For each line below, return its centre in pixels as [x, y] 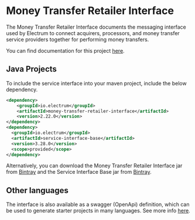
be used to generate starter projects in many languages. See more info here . [98, 211]
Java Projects [32, 69]
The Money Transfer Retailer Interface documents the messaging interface [96, 27]
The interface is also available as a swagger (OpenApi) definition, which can [98, 204]
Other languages [37, 190]
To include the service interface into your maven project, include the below [96, 83]
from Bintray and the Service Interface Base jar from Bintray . [79, 172]
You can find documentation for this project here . [65, 50]
